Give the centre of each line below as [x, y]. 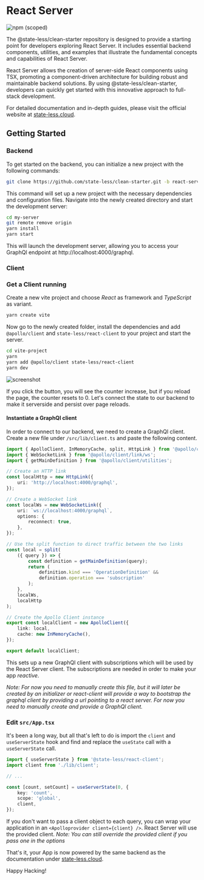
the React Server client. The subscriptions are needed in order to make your [101, 669]
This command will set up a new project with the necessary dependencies [99, 193]
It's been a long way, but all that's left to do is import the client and [91, 735]
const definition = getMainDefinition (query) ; [88, 561]
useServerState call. [31, 749]
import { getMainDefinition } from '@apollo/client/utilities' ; [89, 460]
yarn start [20, 235]
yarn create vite [28, 315]
